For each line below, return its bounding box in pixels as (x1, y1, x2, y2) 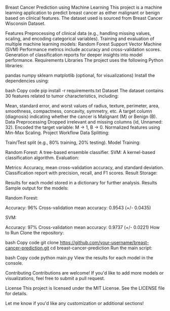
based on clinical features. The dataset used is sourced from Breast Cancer (5, 15, 163, 21)
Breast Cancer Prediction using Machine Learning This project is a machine (5, 5, 162, 10)
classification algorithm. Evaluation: (5, 154, 79, 161)
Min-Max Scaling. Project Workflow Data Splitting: (5, 130, 110, 136)
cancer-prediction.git (5, 245, 50, 251)
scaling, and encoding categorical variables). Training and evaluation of (5, 35, 154, 42)
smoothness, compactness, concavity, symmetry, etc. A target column (5, 108, 153, 114)
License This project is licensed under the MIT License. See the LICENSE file (5, 285, 165, 291)
